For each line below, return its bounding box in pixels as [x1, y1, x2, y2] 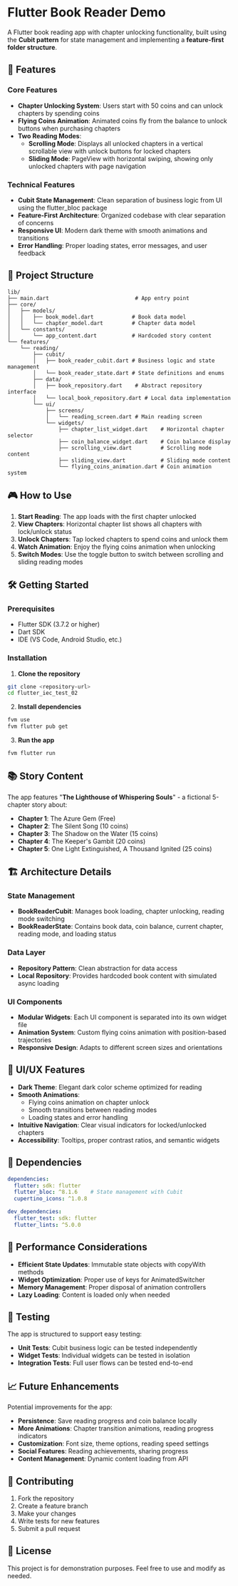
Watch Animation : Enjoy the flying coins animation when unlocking [17, 542, 216, 551]
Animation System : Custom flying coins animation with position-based [17, 1028, 227, 1036]
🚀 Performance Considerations [7, 1241, 148, 1253]
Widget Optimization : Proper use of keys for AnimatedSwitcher [17, 1275, 205, 1284]
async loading [17, 979, 59, 987]
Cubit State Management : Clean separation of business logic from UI [17, 195, 223, 204]
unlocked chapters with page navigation [28, 162, 147, 170]
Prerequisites [7, 604, 55, 614]
